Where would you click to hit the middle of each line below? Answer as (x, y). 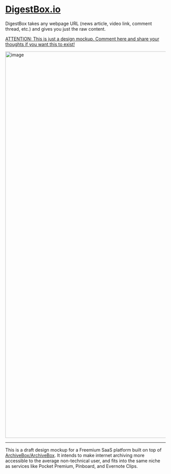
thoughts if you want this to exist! (40, 44)
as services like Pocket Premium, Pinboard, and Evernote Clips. (72, 466)
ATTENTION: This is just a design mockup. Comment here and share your (82, 39)
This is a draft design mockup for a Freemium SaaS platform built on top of (83, 450)
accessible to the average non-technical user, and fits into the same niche (83, 461)
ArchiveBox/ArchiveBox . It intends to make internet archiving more (75, 455)
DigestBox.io (33, 9)
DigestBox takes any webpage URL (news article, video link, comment (79, 23)
